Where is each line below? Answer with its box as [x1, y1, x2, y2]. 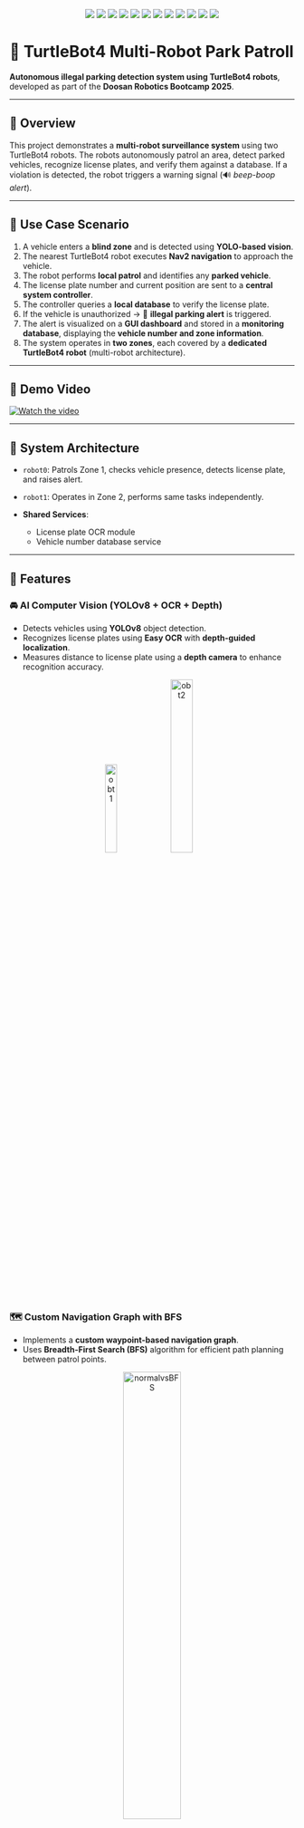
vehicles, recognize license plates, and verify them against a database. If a [9, 159, 288, 169]
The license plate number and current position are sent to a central [22, 279, 273, 290]
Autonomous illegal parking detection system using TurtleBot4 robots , [9, 71, 280, 82]
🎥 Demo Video [9, 381, 91, 397]
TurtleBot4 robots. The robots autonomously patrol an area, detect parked [9, 149, 285, 160]
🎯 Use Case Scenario [9, 217, 129, 233]
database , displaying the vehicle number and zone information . [22, 327, 264, 339]
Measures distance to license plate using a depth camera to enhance [22, 651, 282, 662]
